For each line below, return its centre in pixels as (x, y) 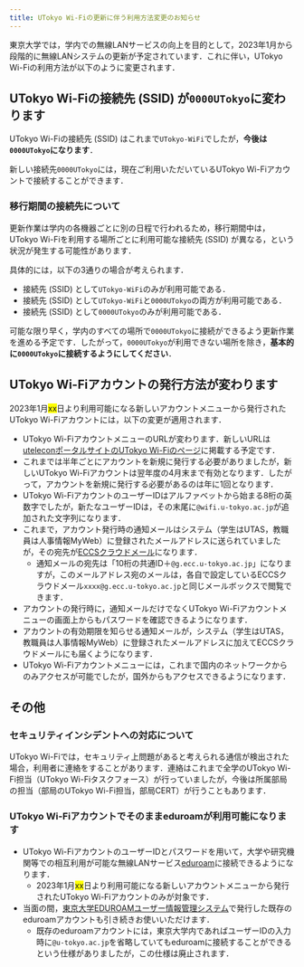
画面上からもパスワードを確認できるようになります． (153, 620)
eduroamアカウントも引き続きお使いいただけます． (118, 919)
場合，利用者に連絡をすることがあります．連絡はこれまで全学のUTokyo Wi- (150, 768)
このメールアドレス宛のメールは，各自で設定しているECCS (169, 574)
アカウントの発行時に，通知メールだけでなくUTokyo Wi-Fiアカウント (151, 608)
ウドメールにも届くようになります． (90, 653)
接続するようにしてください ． (121, 353)
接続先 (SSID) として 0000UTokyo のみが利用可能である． (124, 311)
